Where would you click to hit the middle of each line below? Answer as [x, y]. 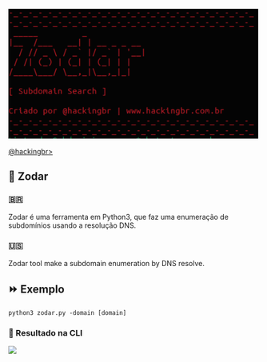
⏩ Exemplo [37, 290]
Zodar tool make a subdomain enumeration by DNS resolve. [107, 263]
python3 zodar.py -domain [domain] [68, 312]
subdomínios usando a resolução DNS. [72, 225]
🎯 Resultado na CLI [46, 332]
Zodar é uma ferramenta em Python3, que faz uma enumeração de [119, 217]
